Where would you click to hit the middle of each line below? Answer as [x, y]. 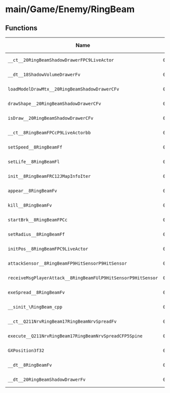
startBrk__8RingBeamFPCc [38, 220]
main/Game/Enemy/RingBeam [70, 9]
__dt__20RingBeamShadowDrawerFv [47, 380]
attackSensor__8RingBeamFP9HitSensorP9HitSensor [68, 263]
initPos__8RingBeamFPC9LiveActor [48, 249]
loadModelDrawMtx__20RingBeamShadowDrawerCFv [63, 89]
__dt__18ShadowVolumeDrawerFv [44, 75]
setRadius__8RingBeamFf [36, 234]
